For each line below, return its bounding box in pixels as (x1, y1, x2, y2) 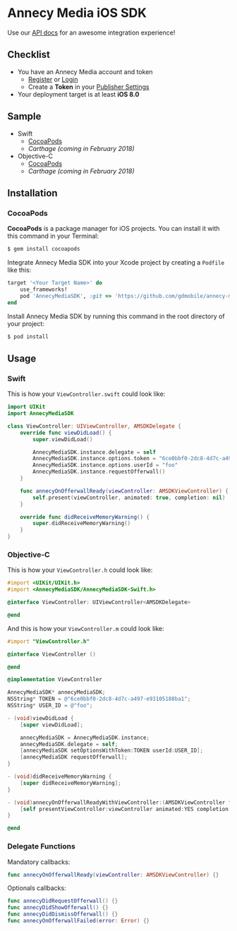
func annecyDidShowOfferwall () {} (7, 904, 109, 911)
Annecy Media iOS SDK (7, 5, 147, 21)
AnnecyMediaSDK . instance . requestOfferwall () (32, 468, 166, 476)
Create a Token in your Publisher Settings (28, 83, 150, 91)
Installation (7, 187, 58, 199)
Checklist (7, 49, 51, 61)
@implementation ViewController (7, 676, 102, 683)
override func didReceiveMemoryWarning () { (20, 513, 150, 520)
